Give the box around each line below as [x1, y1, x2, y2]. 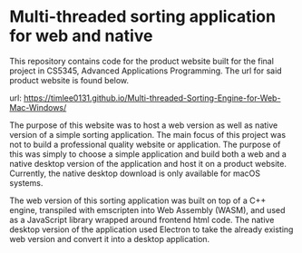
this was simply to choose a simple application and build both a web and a [9, 148, 287, 160]
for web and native [9, 25, 153, 46]
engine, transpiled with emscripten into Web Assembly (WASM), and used [9, 204, 286, 215]
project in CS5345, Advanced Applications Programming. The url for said [9, 65, 283, 76]
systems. [9, 177, 44, 188]
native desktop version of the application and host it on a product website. [9, 158, 287, 169]
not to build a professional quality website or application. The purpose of [9, 139, 281, 150]
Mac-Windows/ [9, 102, 67, 112]
